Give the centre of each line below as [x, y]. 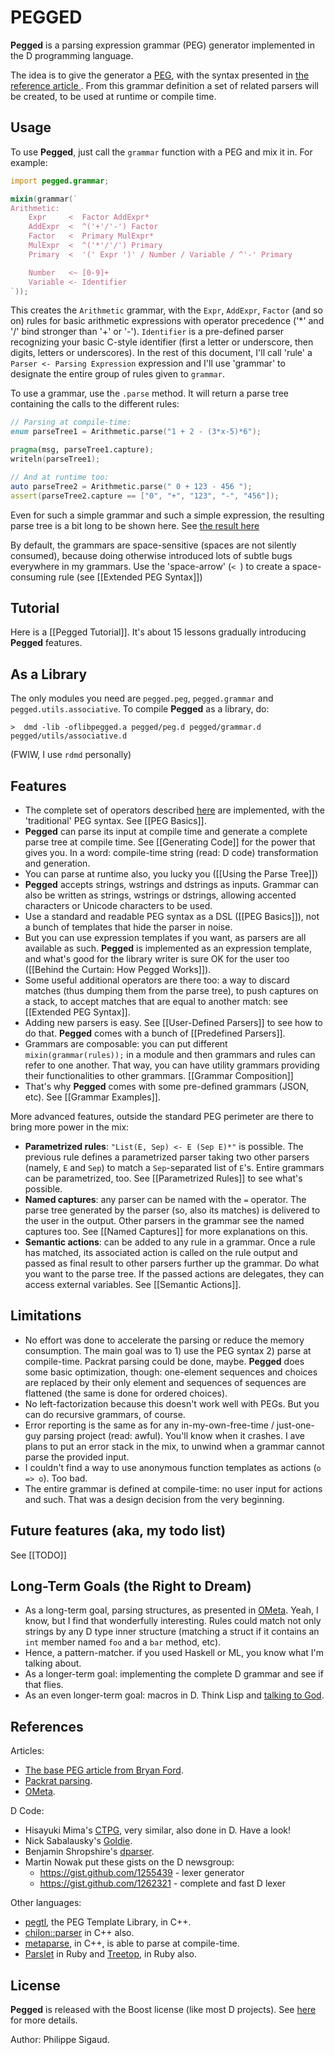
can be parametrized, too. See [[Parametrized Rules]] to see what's [163, 1178]
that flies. [44, 1685]
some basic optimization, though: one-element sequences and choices [171, 1372]
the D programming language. [72, 55]
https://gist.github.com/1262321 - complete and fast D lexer [162, 1883]
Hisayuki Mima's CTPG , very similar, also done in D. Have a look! [158, 1830]
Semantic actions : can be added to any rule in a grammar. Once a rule [170, 1242]
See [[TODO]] [38, 1555]
